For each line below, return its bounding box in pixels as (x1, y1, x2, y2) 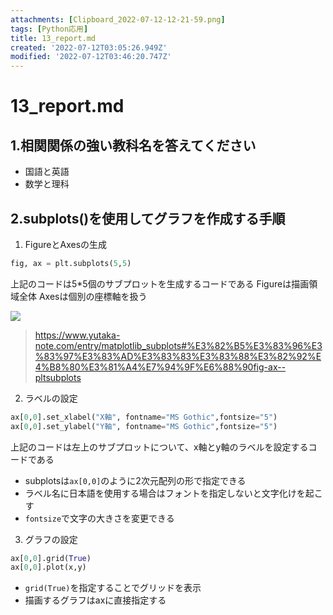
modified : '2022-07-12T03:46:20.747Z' (10, 52, 172, 62)
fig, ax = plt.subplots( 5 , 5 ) (10, 258, 132, 268)
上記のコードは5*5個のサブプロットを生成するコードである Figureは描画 (10, 277, 310, 290)
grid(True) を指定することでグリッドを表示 (24, 582, 202, 594)
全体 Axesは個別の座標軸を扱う (18, 290, 148, 302)
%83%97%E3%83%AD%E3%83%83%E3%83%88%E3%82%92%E (34, 350, 322, 362)
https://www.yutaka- (34, 329, 121, 341)
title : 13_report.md (10, 33, 97, 43)
